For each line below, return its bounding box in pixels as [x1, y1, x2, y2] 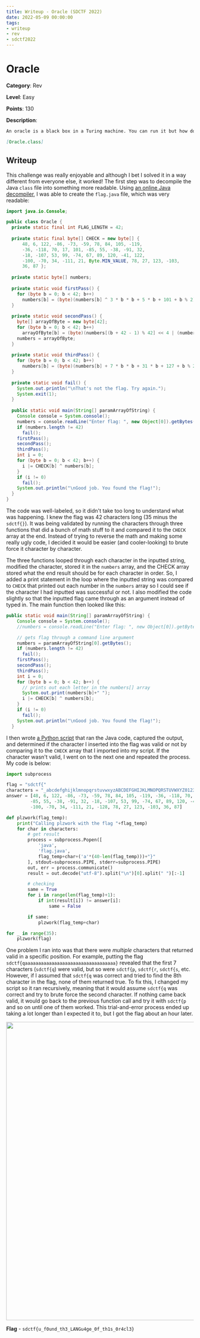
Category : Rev [6, 82, 43, 89]
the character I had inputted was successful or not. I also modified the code [6, 588, 192, 596]
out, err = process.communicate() [27, 865, 113, 871]
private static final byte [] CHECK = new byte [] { [11, 236, 140, 242]
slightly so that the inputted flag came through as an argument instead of [6, 595, 185, 602]
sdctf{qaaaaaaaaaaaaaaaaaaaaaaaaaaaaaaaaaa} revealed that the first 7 [6, 959, 177, 967]
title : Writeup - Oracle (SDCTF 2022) [6, 8, 102, 15]
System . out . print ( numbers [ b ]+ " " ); [21, 690, 111, 696]
